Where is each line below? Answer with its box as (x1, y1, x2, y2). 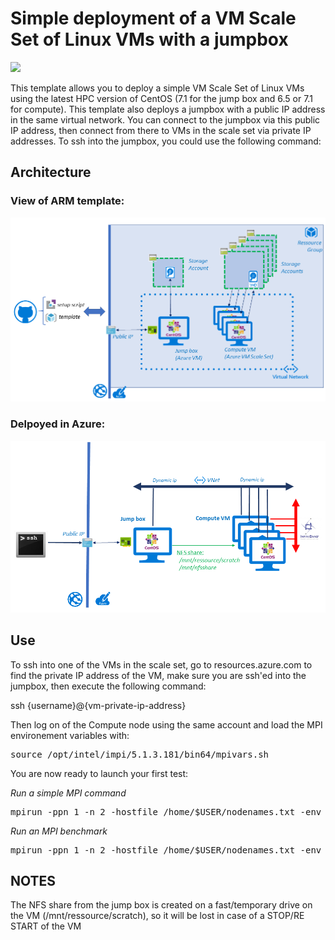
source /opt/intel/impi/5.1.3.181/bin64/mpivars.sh (10, 748, 270, 760)
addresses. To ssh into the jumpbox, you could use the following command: (10, 135, 322, 147)
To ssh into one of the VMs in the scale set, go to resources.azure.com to (10, 658, 313, 671)
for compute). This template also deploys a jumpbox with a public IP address (10, 103, 326, 115)
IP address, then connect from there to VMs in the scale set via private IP (10, 124, 312, 136)
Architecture (10, 164, 92, 181)
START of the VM (10, 920, 82, 932)
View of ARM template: (10, 194, 125, 208)
